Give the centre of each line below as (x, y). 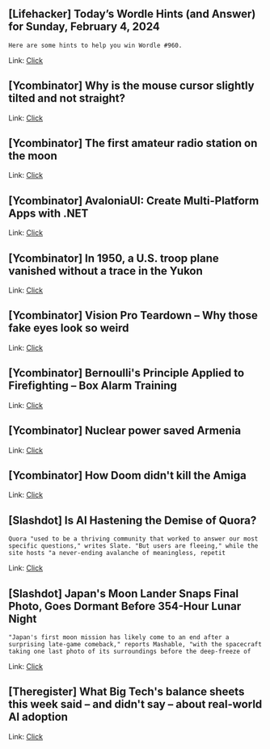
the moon (33, 156)
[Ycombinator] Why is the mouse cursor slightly (131, 86)
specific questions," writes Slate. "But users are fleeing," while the (133, 546)
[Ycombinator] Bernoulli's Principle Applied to (127, 373)
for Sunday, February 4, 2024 (84, 27)
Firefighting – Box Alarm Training (93, 386)
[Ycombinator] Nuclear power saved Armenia (124, 431)
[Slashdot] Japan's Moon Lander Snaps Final (124, 593)
